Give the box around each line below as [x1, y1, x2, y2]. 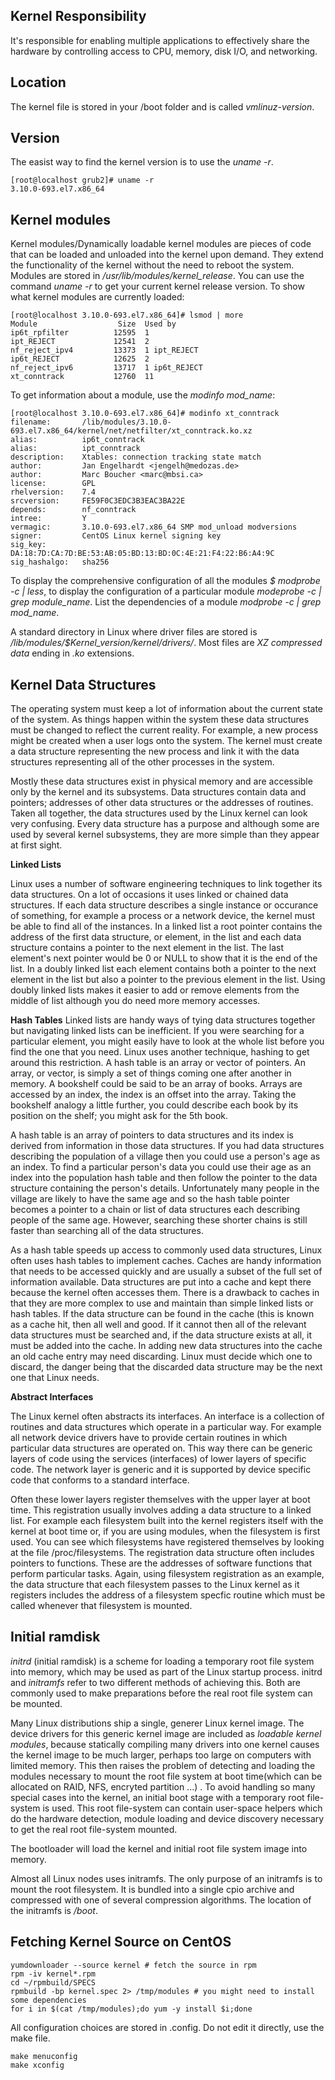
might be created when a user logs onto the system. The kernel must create [10, 735, 323, 747]
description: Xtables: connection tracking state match [10, 452, 262, 463]
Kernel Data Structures [10, 676, 157, 693]
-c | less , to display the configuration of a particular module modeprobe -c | [10, 585, 322, 598]
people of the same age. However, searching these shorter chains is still [10, 1214, 308, 1226]
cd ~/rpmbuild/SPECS [10, 1977, 97, 1988]
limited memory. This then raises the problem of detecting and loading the [10, 1759, 316, 1771]
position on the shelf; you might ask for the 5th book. [10, 1110, 229, 1122]
